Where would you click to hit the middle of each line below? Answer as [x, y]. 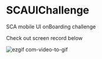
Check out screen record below [45, 38]
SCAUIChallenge [48, 10]
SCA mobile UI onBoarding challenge [51, 27]
